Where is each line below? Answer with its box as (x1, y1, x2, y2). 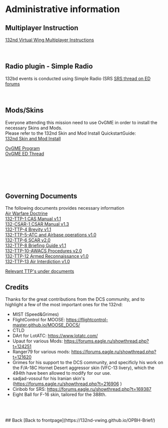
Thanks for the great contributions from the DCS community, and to (5, 296, 145, 302)
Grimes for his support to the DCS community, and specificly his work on (12, 360, 163, 366)
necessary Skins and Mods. (5, 125, 63, 131)
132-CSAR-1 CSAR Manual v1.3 (5, 221, 69, 227)
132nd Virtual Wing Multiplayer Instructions (5, 37, 94, 43)
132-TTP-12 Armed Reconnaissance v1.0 (5, 253, 89, 260)
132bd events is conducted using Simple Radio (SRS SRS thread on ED (5, 75, 151, 81)
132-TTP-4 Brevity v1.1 (5, 226, 52, 232)
